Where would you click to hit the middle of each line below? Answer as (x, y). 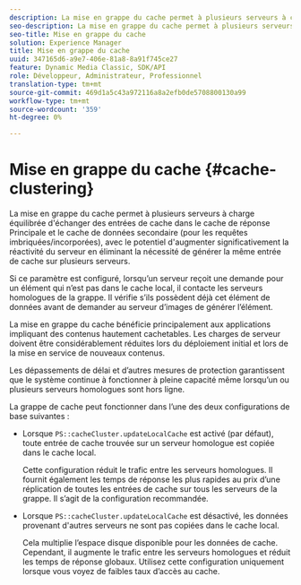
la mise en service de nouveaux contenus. (87, 353)
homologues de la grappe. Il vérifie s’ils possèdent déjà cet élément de (140, 297)
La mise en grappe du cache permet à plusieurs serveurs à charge (132, 214)
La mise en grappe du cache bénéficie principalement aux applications (140, 324)
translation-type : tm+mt (56, 84)
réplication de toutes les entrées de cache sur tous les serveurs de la (150, 489)
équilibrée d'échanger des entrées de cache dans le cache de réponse (140, 223)
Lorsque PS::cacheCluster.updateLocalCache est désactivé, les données (155, 516)
